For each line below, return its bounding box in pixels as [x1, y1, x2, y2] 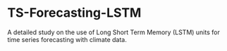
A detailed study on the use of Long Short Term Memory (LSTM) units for [7, 28, 220, 36]
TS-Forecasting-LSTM [7, 5, 142, 21]
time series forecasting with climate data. [7, 35, 127, 43]
